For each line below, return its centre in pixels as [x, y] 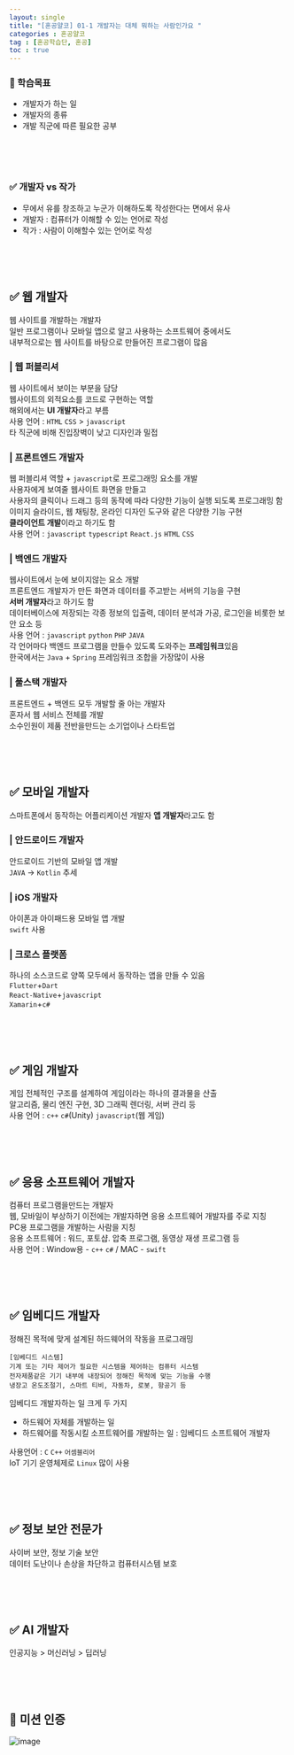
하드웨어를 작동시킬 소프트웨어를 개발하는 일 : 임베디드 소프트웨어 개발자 [146, 1433]
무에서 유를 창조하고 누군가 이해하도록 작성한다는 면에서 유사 [126, 208]
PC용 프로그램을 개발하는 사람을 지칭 [73, 1227]
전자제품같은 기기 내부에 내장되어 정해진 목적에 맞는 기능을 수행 [110, 1376]
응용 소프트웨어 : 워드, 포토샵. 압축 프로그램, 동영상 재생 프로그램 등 [125, 1238]
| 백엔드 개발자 [39, 559]
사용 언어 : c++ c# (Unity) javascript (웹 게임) [87, 1116]
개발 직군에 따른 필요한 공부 [70, 126]
